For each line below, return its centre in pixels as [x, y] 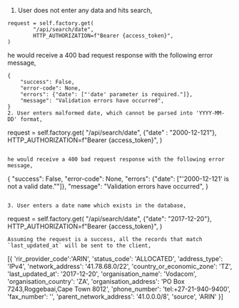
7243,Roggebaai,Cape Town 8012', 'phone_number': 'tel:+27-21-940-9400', [119, 289]
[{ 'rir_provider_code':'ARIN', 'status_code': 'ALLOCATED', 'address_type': [115, 259]
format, [31, 120]
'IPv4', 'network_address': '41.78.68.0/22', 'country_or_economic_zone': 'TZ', [120, 266]
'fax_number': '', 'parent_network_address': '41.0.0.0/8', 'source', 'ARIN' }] [115, 297]
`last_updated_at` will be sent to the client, [80, 245]
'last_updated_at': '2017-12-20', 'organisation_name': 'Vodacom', [102, 274]
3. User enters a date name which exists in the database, [97, 206]
